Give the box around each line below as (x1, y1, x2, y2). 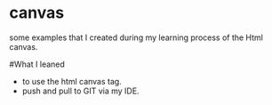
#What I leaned (9, 59, 65, 69)
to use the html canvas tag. (21, 76, 122, 86)
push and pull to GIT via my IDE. (21, 85, 140, 96)
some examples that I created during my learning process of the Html (9, 32, 264, 43)
